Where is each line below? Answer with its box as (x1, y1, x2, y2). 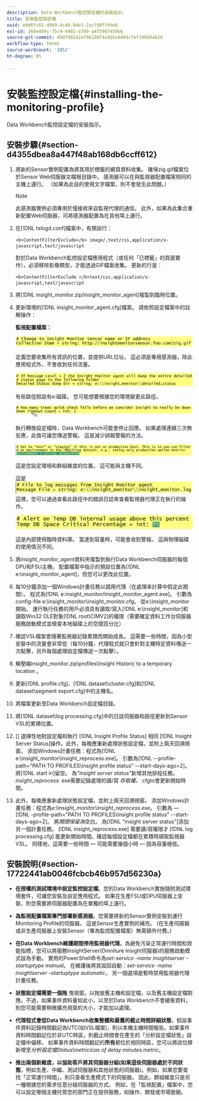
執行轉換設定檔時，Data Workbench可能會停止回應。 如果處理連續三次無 (15, 424, 193, 432)
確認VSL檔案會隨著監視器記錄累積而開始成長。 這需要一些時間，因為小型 (15, 632, 193, 639)
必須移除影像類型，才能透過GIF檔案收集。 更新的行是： (28, 262, 163, 269)
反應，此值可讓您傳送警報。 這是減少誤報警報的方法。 (15, 432, 146, 439)
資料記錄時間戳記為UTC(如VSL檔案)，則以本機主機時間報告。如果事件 (20, 1024, 190, 1031)
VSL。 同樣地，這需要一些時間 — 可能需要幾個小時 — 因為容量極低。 (15, 840, 183, 847)
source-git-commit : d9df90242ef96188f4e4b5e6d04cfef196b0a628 (6, 34, 163, 41)
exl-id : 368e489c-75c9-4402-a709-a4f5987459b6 (6, 28, 123, 34)
